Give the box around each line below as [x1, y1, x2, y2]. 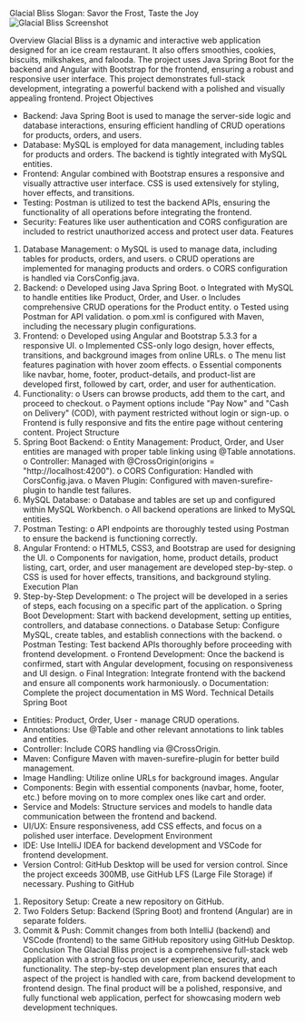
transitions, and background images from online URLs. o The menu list [22, 349, 286, 360]
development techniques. [22, 1002, 118, 1013]
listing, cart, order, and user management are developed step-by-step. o [22, 562, 293, 573]
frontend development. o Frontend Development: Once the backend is [22, 649, 285, 659]
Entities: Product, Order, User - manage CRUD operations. [22, 714, 241, 725]
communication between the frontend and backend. [22, 811, 218, 821]
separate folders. [22, 916, 87, 926]
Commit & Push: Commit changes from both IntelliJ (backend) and [22, 925, 271, 936]
